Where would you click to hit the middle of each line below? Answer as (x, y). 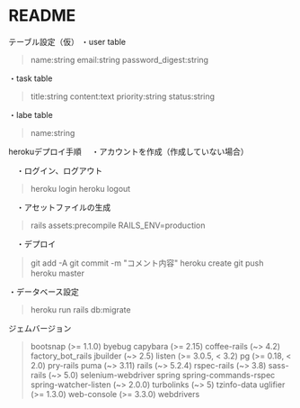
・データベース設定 (44, 291)
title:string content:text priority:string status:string (123, 96)
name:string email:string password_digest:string (119, 59)
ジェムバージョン (40, 328)
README (42, 16)
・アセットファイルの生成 (63, 207)
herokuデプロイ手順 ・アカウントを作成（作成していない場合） (128, 151)
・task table (31, 78)
